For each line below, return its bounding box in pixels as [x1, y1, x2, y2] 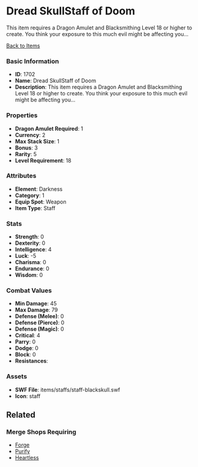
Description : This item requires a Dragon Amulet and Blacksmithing [14, 83, 182, 91]
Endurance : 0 [14, 265, 50, 273]
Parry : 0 [14, 338, 36, 346]
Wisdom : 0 [14, 271, 43, 279]
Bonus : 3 [14, 144, 38, 151]
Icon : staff [14, 392, 41, 400]
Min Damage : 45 [14, 300, 57, 307]
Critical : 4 [14, 332, 40, 339]
